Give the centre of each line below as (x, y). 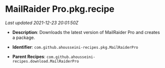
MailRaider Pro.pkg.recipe (60, 9)
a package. (24, 37)
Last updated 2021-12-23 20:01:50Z (42, 23)
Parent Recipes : (29, 56)
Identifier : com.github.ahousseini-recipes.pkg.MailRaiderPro (75, 47)
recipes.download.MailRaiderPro (45, 61)
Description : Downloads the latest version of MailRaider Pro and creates (86, 32)
